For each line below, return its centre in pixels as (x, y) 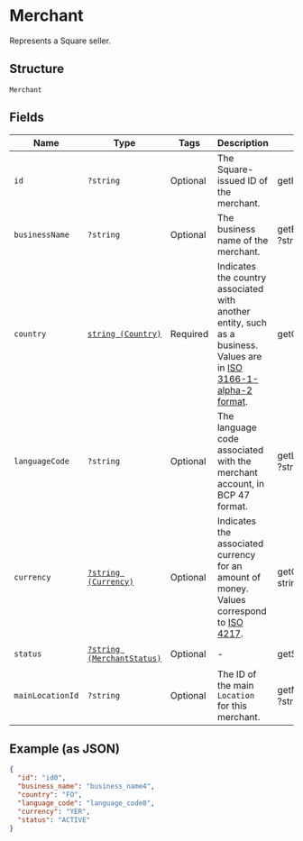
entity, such (242, 323)
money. (233, 589)
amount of (239, 577)
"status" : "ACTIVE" (54, 820)
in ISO (230, 368)
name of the (243, 240)
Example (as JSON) (64, 749)
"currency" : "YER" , (54, 811)
